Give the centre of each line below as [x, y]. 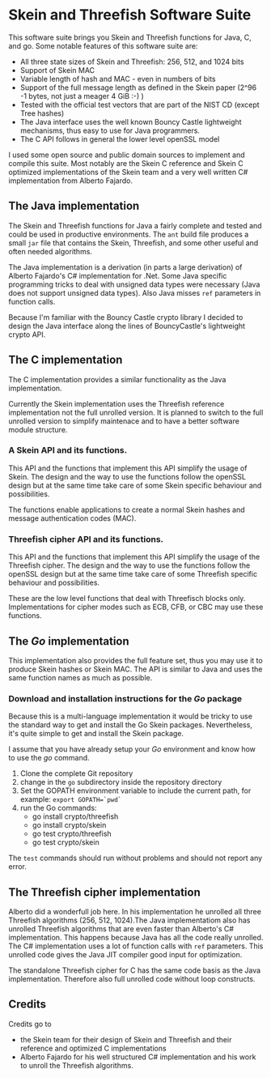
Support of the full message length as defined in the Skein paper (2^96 [138, 87]
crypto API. [27, 334]
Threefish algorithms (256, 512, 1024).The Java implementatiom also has [129, 920]
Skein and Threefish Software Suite [130, 15]
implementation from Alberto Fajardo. [71, 181]
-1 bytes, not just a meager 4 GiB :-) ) [82, 96]
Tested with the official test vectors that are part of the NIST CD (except [140, 104]
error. [17, 867]
